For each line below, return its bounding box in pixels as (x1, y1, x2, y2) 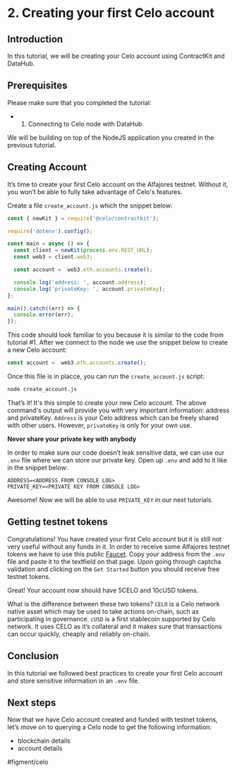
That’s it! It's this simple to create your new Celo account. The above (7, 398, 207, 407)
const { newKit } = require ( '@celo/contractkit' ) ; (7, 215, 159, 222)
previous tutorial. (7, 140, 56, 149)
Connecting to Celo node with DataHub (28, 119, 142, 128)
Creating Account (7, 161, 87, 174)
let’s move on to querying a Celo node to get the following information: (7, 723, 212, 731)
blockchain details (17, 736, 71, 745)
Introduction (7, 33, 63, 45)
